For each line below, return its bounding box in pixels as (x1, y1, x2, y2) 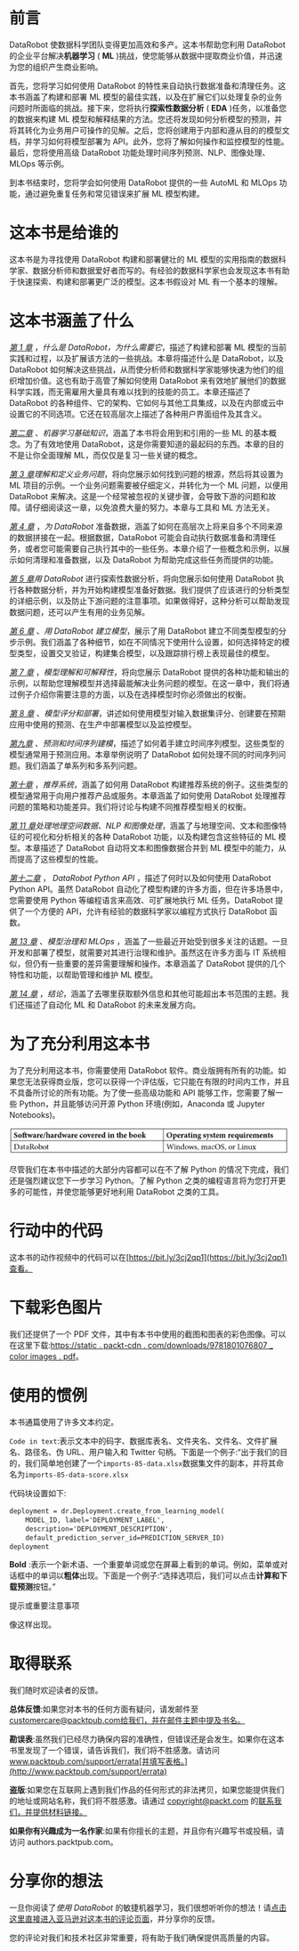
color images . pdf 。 (9, 1350, 85, 1362)
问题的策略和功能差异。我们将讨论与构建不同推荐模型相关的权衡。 (9, 801, 251, 812)
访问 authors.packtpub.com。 (9, 1836, 118, 1847)
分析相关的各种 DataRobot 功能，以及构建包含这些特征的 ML (55, 831, 277, 842)
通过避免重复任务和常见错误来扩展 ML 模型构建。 (24, 188, 205, 198)
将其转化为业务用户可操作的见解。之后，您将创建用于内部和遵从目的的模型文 (9, 125, 290, 135)
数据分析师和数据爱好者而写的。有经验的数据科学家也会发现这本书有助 (32, 264, 290, 276)
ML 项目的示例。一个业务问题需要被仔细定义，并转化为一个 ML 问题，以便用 (9, 480, 288, 490)
